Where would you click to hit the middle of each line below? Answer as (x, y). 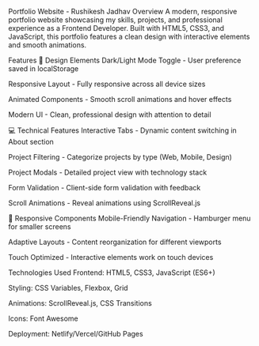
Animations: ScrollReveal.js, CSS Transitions (80, 303)
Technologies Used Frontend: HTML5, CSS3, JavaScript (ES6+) (112, 273)
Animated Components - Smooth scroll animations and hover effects (120, 99)
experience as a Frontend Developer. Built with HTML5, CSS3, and (116, 28)
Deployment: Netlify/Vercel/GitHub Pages (76, 334)
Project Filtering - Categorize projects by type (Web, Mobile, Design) (120, 157)
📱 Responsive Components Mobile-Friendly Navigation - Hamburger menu (129, 218)
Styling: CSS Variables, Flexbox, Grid (68, 288)
